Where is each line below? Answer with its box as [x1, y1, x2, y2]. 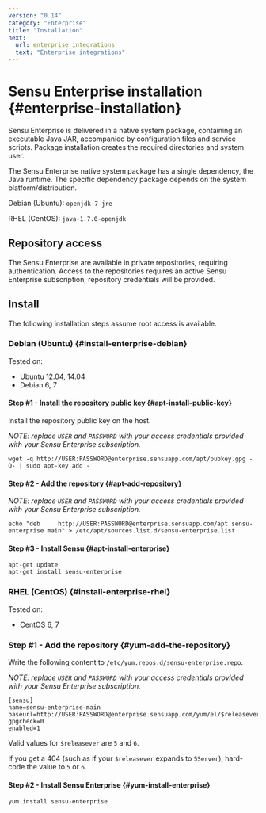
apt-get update [8, 561, 59, 569]
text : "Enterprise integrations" [15, 48, 126, 56]
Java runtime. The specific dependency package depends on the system [8, 174, 247, 184]
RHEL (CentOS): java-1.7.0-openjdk [8, 213, 127, 223]
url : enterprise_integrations [15, 41, 115, 49]
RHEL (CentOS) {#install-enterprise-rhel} [8, 586, 171, 597]
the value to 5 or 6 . [26, 762, 87, 772]
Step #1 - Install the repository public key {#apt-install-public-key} [8, 398, 232, 408]
